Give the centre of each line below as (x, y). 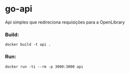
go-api (19, 9)
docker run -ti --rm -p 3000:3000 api (44, 67)
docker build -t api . (28, 45)
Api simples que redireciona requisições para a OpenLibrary (65, 22)
